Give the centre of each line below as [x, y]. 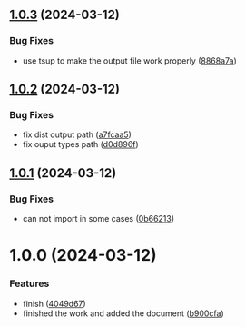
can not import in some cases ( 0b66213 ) [98, 219]
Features [29, 283]
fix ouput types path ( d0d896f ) [80, 144]
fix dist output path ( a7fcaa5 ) [77, 134]
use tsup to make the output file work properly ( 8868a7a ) [130, 60]
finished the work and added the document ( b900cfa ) [123, 313]
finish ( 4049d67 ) [54, 303]
